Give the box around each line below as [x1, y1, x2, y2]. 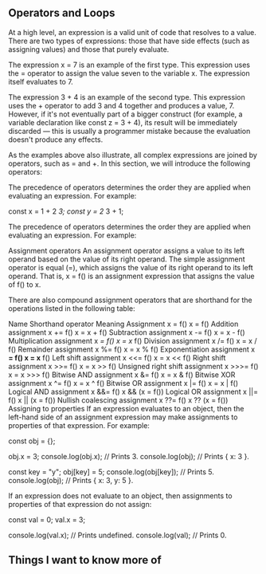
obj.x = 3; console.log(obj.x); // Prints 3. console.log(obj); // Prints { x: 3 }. [8, 451, 249, 461]
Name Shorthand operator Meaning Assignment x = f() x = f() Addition [8, 319, 239, 328]
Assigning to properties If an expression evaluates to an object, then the [8, 403, 244, 413]
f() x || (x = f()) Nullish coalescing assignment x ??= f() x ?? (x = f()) [8, 395, 229, 405]
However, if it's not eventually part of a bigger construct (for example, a [8, 109, 243, 119]
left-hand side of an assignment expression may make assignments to [8, 412, 238, 422]
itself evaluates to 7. [8, 77, 73, 86]
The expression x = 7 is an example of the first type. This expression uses [8, 60, 251, 69]
